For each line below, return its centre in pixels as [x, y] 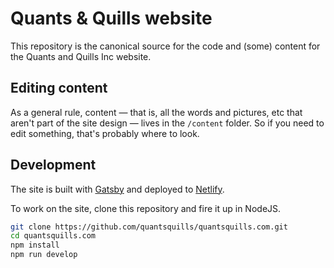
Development [53, 165]
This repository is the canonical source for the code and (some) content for [165, 46]
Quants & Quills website [111, 18]
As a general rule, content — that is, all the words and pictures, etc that [156, 112]
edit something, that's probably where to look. [105, 133]
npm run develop [44, 255]
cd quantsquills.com [53, 236]
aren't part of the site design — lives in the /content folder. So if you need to [167, 123]
